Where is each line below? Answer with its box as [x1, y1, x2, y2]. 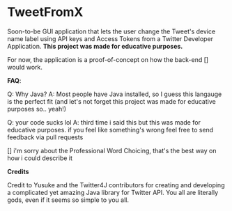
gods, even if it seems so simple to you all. [7, 196, 129, 204]
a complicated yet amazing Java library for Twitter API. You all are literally [7, 188, 219, 196]
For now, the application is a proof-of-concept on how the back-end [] [7, 55, 209, 63]
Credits [7, 167, 29, 175]
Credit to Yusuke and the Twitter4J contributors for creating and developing [7, 180, 225, 189]
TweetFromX [7, 4, 84, 20]
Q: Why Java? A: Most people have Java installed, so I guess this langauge [7, 90, 222, 98]
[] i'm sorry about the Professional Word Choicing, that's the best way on [7, 146, 217, 155]
